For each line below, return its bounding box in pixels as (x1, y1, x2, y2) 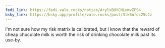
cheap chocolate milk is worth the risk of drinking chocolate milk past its (5, 31, 156, 37)
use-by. (5, 36, 21, 43)
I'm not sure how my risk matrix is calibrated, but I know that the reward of (5, 26, 160, 32)
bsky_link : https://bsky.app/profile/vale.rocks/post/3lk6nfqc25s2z (5, 12, 152, 17)
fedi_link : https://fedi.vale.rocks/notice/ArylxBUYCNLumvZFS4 (5, 7, 141, 13)
